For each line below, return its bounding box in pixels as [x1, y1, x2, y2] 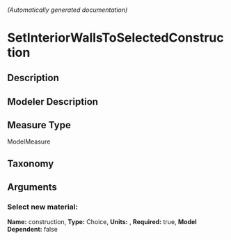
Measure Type [7, 119, 71, 131]
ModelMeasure [7, 137, 51, 146]
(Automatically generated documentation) [7, 6, 128, 14]
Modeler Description [7, 96, 99, 108]
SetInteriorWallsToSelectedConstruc [7, 30, 224, 45]
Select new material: [7, 202, 79, 212]
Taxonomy [7, 157, 54, 169]
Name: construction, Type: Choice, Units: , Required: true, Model [7, 218, 197, 226]
